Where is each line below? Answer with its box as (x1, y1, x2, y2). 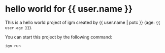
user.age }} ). (5, 24, 33, 30)
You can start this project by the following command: (5, 34, 112, 40)
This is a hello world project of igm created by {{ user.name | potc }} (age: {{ (5, 19, 161, 25)
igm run (5, 43, 21, 48)
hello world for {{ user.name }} (5, 3, 133, 15)
